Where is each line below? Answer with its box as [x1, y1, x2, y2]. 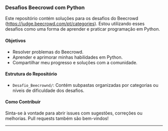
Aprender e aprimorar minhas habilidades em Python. [12, 54, 123, 60]
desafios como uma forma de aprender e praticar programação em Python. [5, 26, 160, 32]
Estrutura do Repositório [5, 71, 57, 77]
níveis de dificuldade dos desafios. [12, 87, 84, 93]
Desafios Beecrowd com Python [5, 4, 85, 11]
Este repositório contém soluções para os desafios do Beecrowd [5, 16, 138, 22]
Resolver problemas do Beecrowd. [12, 49, 83, 55]
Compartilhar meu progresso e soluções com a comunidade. [12, 59, 137, 65]
